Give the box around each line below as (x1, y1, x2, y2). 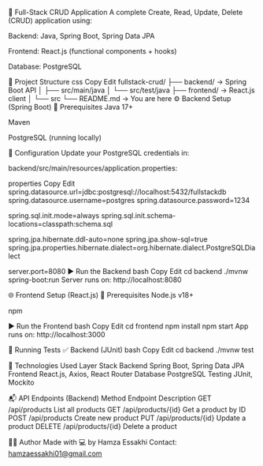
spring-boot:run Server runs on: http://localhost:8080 (8, 275, 183, 284)
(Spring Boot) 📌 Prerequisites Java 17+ (8, 103, 134, 111)
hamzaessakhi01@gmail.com (8, 449, 102, 458)
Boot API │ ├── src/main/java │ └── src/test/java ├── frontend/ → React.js (8, 85, 255, 95)
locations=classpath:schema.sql (8, 220, 113, 228)
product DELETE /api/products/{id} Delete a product (8, 422, 177, 430)
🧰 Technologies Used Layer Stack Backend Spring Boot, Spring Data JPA (8, 361, 245, 370)
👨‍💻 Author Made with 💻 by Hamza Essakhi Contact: (8, 438, 177, 446)
